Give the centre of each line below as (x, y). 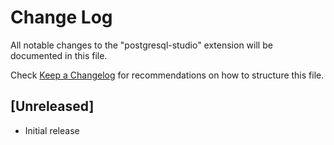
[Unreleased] (52, 106)
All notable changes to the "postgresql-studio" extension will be (141, 45)
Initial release (52, 130)
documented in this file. (59, 55)
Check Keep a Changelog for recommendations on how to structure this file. (167, 75)
